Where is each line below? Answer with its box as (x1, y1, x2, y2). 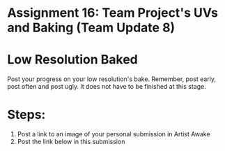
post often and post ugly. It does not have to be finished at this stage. (7, 82, 207, 91)
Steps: (7, 107, 46, 123)
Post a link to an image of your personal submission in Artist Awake (17, 130, 210, 138)
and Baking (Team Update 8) (7, 20, 176, 36)
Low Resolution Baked (7, 52, 138, 68)
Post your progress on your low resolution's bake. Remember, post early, (7, 75, 217, 83)
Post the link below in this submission (17, 138, 125, 146)
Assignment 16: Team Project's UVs (7, 5, 218, 21)
